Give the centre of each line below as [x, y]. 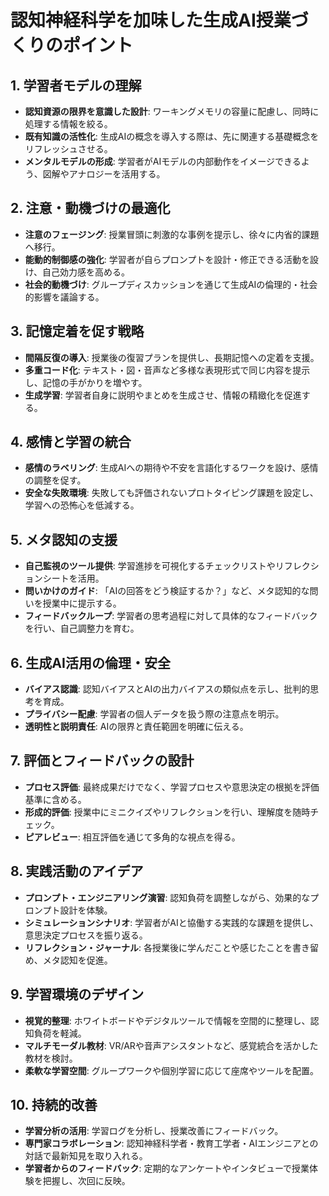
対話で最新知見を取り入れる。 [86, 1156]
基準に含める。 [55, 799]
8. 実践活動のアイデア [77, 871]
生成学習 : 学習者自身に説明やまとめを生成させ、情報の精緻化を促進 [163, 395]
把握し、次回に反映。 [86, 1181]
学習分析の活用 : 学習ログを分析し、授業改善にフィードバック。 [154, 1131]
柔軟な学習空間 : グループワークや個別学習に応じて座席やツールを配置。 [171, 1070]
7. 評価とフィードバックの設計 [102, 761]
